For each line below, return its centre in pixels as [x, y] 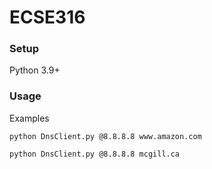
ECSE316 [47, 17]
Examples [29, 118]
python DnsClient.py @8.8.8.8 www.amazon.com [105, 136]
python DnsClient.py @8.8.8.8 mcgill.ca [95, 154]
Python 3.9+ [35, 70]
